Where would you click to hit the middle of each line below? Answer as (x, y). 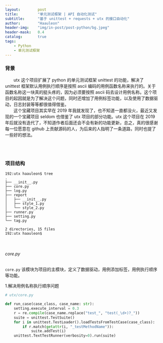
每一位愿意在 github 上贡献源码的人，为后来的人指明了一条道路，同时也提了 (81, 129)
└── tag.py (16, 221)
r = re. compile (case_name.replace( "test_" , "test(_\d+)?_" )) (77, 313)
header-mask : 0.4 (25, 32)
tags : (10, 41)
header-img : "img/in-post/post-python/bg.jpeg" (57, 28)
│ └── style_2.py (25, 208)
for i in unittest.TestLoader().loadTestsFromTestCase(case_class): (84, 322)
